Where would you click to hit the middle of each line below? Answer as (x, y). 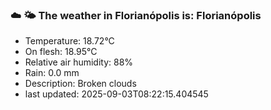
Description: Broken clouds (80, 84)
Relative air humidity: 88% (79, 62)
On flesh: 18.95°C (61, 52)
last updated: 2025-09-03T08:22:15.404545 (116, 94)
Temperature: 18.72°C (69, 41)
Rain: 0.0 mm (52, 73)
